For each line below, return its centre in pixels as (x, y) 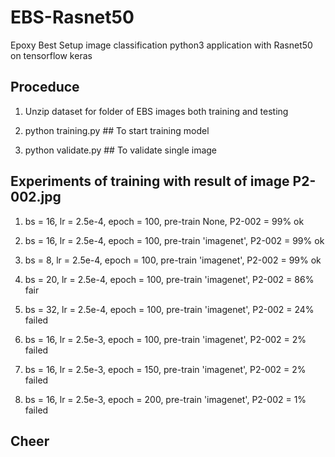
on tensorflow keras (51, 55)
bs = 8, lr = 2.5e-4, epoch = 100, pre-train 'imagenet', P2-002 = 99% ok (173, 260)
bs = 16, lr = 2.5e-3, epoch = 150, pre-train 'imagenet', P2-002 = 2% (165, 369)
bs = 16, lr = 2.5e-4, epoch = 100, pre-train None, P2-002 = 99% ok (164, 221)
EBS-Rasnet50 (72, 17)
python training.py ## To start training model (117, 130)
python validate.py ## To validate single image (121, 150)
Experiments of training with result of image (150, 181)
